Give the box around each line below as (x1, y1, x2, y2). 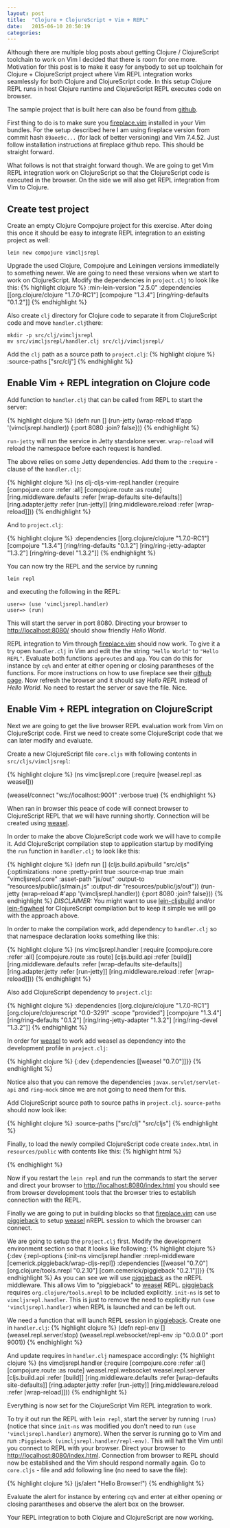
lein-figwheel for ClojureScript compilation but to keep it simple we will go (7, 904, 216, 912)
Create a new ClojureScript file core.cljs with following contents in (7, 750, 197, 758)
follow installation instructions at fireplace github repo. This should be (7, 140, 205, 149)
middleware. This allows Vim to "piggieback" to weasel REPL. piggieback (7, 1281, 214, 1289)
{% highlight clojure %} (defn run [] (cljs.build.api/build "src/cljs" (7, 860, 190, 868)
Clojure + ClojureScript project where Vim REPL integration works (7, 70, 193, 78)
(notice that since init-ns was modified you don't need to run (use (7, 1422, 196, 1430)
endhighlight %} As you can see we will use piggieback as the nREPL (7, 1273, 203, 1282)
